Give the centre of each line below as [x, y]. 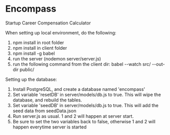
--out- [158, 64]
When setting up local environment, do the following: [61, 32]
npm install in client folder [40, 48]
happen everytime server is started [50, 127]
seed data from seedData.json [44, 111]
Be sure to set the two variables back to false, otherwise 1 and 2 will [84, 121]
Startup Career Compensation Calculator [48, 23]
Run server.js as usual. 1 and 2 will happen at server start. [73, 116]
